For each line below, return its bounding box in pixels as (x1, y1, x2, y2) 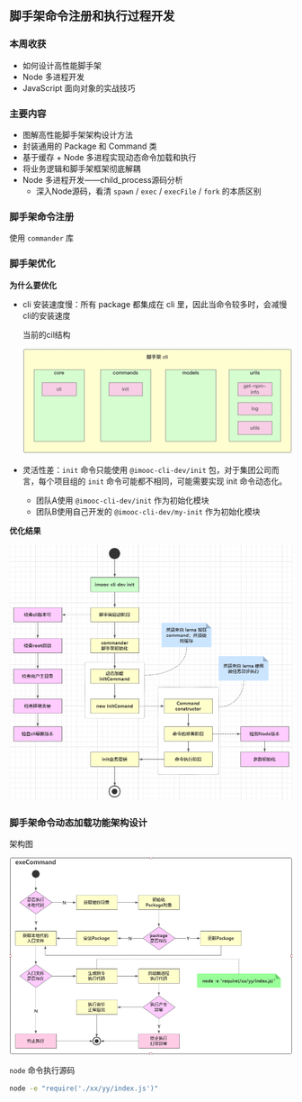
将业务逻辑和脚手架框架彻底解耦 (22, 163, 141, 174)
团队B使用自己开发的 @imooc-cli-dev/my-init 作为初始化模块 (35, 506, 261, 517)
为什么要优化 (9, 279, 57, 290)
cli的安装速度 (22, 310, 71, 321)
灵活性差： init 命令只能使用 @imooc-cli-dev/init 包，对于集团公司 (22, 465, 272, 476)
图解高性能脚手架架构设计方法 (22, 129, 133, 140)
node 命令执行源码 (9, 1064, 75, 1075)
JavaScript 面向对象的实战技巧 (22, 82, 136, 93)
